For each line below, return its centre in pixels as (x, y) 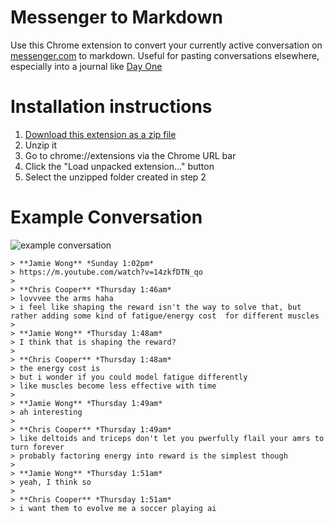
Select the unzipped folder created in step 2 (115, 177)
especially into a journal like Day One (86, 66)
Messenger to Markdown (116, 17)
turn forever (37, 447)
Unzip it (41, 145)
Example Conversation (106, 217)
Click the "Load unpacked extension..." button (119, 166)
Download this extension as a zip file (100, 134)
